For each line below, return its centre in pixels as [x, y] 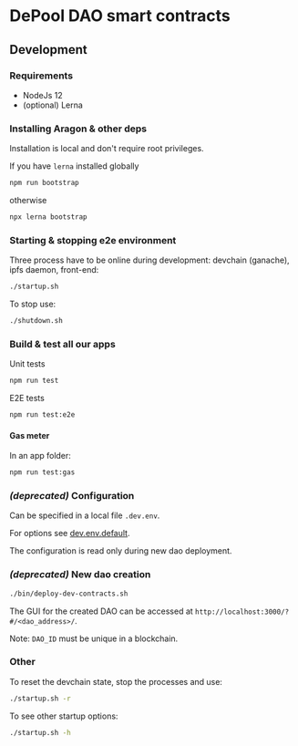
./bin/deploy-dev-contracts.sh [69, 594]
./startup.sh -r [40, 699]
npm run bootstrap [44, 183]
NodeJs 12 [43, 95]
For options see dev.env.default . [70, 534]
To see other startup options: [64, 716]
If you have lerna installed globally [74, 166]
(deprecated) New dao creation [80, 575]
